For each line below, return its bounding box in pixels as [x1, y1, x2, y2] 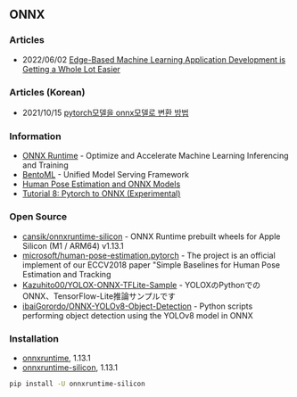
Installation [9, 332, 60, 344]
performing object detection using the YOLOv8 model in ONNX [21, 310, 253, 320]
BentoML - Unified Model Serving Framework [21, 170, 190, 180]
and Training [21, 160, 69, 170]
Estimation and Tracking [21, 269, 111, 279]
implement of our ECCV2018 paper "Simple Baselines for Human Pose [21, 259, 281, 270]
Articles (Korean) [9, 86, 86, 98]
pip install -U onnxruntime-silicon [9, 379, 145, 388]
